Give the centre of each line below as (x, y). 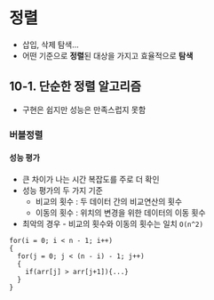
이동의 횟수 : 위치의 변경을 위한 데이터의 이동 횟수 (120, 212)
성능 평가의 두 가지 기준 (63, 190)
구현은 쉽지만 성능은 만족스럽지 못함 (84, 109)
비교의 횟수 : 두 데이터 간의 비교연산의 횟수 (109, 201)
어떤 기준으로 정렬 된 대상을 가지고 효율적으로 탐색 (107, 55)
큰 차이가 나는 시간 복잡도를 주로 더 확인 (91, 179)
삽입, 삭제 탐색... (51, 45)
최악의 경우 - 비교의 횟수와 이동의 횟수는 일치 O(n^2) (113, 223)
